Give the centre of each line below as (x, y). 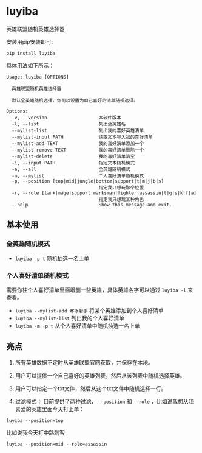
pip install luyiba (31, 53)
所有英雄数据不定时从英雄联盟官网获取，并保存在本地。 (84, 362)
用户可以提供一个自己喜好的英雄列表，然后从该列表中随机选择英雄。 (100, 375)
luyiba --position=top (35, 420)
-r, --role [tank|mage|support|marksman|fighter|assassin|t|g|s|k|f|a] (104, 193)
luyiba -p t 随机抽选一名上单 (52, 258)
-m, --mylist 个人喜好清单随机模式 (78, 176)
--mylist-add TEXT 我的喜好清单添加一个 (78, 143)
